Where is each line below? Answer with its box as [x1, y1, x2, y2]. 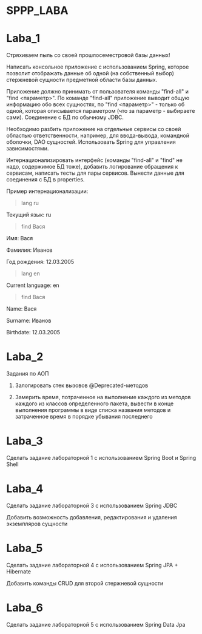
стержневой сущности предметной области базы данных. [6, 76, 158, 84]
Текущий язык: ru [6, 211, 52, 218]
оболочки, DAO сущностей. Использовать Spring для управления [6, 138, 176, 146]
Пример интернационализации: [6, 187, 89, 195]
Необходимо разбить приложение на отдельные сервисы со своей [6, 126, 181, 133]
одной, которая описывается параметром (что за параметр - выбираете [6, 107, 195, 115]
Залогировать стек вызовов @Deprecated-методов [15, 382, 149, 389]
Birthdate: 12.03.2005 [6, 329, 61, 336]
